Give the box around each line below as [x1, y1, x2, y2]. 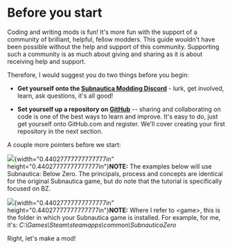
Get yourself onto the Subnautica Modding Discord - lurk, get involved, [17, 84, 224, 92]
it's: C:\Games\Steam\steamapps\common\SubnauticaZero [7, 221, 177, 229]
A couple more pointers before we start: [7, 140, 121, 148]
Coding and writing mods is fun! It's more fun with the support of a [7, 28, 197, 36]
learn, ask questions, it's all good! [17, 92, 114, 100]
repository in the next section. [17, 127, 103, 135]
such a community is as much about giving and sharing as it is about [7, 50, 203, 58]
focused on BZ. [7, 184, 51, 192]
